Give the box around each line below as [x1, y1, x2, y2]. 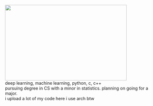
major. [5, 91, 18, 96]
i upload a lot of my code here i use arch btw [5, 96, 95, 101]
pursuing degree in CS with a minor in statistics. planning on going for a [5, 85, 149, 91]
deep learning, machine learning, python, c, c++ [5, 80, 102, 86]
